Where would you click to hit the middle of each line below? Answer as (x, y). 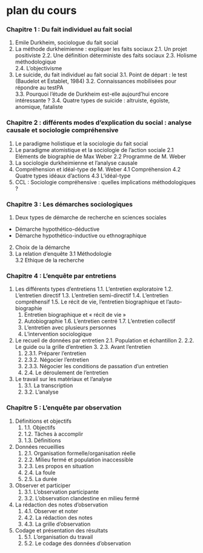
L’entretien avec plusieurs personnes (70, 328)
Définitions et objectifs (43, 421)
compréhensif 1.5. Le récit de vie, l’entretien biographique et (90, 302)
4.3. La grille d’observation (57, 524)
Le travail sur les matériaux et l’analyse (63, 379)
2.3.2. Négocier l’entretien (56, 360)
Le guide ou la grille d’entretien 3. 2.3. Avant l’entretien (83, 347)
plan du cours (42, 11)
